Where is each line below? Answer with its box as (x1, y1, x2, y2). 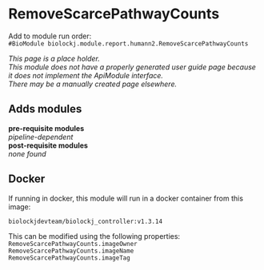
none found (8, 149, 46, 158)
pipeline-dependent (8, 132, 74, 141)
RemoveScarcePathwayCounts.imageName (8, 247, 134, 255)
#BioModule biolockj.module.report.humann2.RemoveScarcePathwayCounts (8, 39, 249, 48)
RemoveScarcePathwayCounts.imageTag (8, 253, 130, 262)
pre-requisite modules (8, 123, 85, 133)
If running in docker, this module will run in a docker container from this (8, 193, 244, 203)
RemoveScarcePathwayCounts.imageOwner (8, 240, 138, 248)
